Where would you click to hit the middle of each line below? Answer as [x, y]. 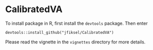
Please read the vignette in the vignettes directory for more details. [75, 42]
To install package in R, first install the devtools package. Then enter [76, 23]
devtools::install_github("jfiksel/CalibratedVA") [60, 32]
